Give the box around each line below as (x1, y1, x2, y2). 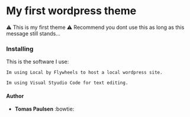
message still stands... (6, 30, 61, 37)
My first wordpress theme (6, 4, 137, 18)
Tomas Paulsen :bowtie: (14, 105, 75, 113)
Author (6, 92, 24, 99)
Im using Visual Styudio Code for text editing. (6, 80, 128, 86)
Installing (6, 44, 34, 53)
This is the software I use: (6, 58, 69, 66)
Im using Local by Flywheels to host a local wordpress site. (6, 70, 163, 76)
